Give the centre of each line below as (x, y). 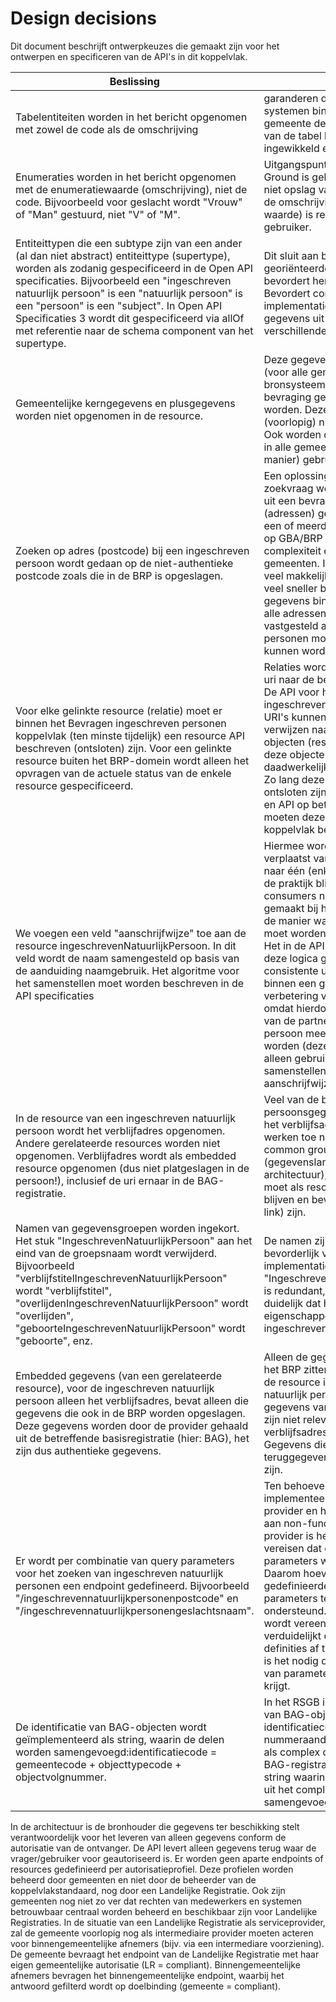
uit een (280, 500)
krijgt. (277, 1685)
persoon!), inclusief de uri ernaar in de (105, 1180)
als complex (292, 1752)
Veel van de (291, 1099)
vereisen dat (292, 1548)
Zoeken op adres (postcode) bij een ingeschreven (132, 550)
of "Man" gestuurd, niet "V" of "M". (98, 214)
